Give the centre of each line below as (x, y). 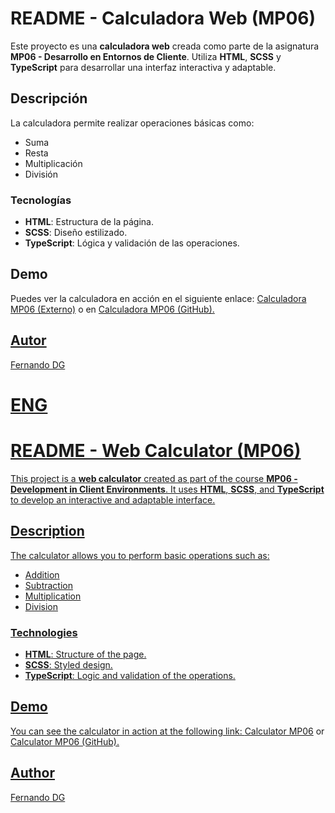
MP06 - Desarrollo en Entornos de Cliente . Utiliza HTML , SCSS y (146, 56)
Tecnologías (41, 200)
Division (41, 606)
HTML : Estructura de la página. (89, 222)
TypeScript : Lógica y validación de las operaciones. (132, 243)
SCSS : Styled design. (68, 664)
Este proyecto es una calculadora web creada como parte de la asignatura (165, 46)
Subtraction (48, 585)
